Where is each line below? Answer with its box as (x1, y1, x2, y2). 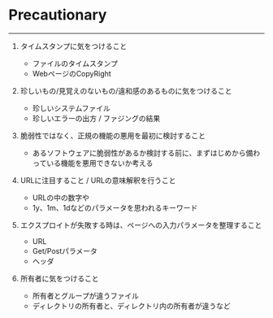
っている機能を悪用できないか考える (32, 158, 154, 168)
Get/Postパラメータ (32, 246, 97, 255)
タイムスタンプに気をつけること (19, 41, 128, 50)
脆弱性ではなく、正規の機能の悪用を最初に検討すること (19, 130, 206, 140)
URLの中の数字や (32, 193, 89, 203)
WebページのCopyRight (32, 68, 111, 78)
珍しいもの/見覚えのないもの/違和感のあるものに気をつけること (19, 85, 232, 95)
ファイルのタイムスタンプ (32, 59, 118, 68)
